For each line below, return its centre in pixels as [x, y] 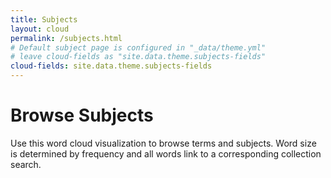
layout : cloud [40, 29]
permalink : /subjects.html [66, 38]
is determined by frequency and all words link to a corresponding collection [166, 153]
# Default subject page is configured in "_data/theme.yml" [138, 47]
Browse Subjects [82, 115]
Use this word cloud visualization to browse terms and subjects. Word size [163, 143]
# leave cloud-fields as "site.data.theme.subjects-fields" [138, 57]
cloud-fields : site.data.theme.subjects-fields [111, 66]
